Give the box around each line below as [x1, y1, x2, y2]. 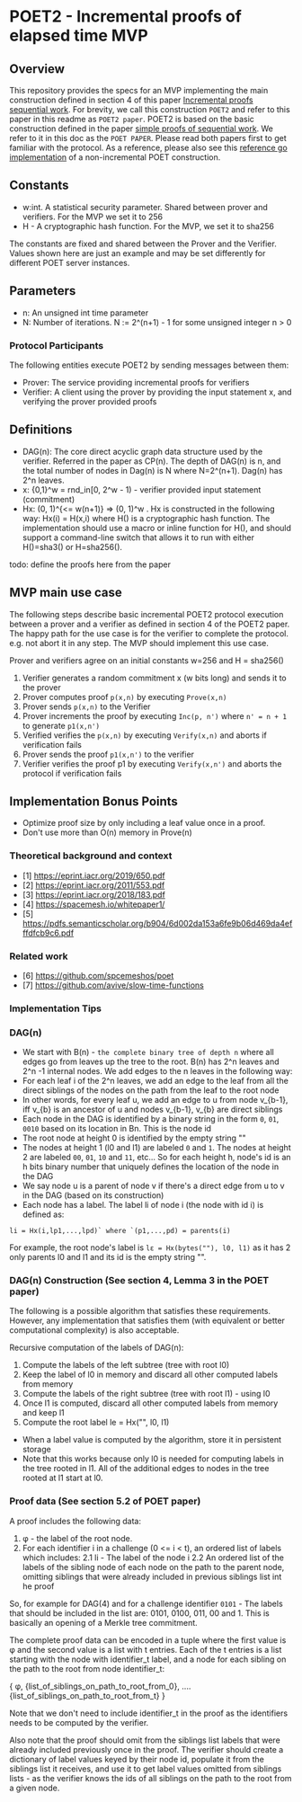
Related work [9, 950, 69, 963]
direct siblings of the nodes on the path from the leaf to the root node [22, 1085, 280, 1096]
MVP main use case [9, 585, 123, 600]
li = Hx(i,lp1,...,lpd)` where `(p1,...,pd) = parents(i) [9, 1227, 231, 1236]
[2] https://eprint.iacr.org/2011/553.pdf [22, 879, 165, 891]
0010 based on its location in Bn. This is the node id [22, 1123, 212, 1134]
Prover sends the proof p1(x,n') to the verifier [22, 749, 195, 759]
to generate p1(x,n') [22, 720, 101, 731]
